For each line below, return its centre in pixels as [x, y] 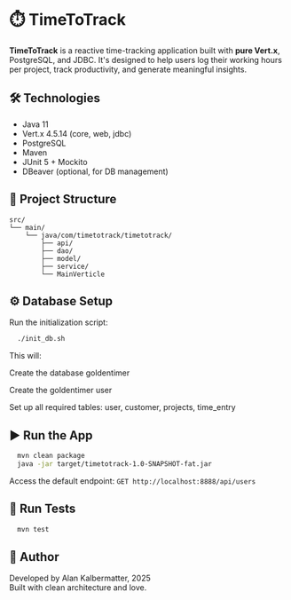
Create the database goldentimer [70, 373]
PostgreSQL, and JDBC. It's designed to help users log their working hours [145, 59]
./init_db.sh [41, 339]
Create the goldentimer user [61, 391]
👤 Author [34, 557]
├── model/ [61, 258]
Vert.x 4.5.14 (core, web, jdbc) [77, 133]
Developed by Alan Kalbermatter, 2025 [80, 578]
